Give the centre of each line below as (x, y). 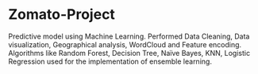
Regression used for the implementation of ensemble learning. (110, 61)
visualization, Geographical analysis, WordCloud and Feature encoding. (125, 44)
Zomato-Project (62, 15)
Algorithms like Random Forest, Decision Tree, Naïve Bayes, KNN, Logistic (129, 53)
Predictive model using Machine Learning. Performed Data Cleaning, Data (129, 36)
